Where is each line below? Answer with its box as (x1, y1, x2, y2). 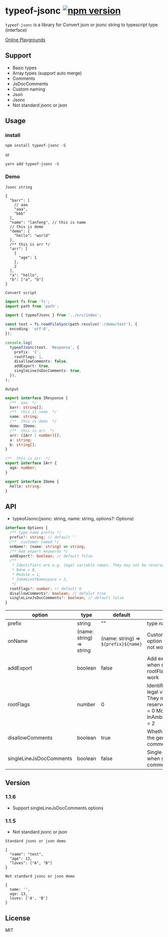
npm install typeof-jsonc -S (5, 143, 66, 148)
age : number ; (9, 465, 37, 471)
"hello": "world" (14, 233, 50, 238)
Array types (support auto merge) (12, 70, 82, 76)
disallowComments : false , (14, 359, 68, 364)
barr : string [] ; (9, 405, 43, 410)
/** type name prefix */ (9, 530, 61, 535)
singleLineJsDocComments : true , (14, 368, 81, 373)
